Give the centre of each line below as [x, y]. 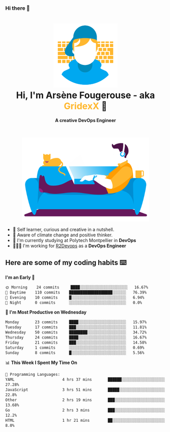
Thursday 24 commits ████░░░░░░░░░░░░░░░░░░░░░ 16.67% [76, 338]
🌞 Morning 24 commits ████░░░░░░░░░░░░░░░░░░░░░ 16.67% [77, 287]
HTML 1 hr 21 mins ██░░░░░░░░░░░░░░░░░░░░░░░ [85, 421]
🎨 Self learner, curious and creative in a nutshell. [63, 230]
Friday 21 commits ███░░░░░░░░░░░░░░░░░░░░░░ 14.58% [76, 343]
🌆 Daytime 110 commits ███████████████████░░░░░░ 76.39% [76, 293]
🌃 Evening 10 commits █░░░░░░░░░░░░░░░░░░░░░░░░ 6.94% [75, 298]
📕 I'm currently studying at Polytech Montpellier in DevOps [74, 241]
